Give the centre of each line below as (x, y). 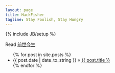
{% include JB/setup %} (31, 34)
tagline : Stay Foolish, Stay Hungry (44, 19)
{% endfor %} (27, 66)
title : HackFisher (25, 15)
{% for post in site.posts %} (42, 55)
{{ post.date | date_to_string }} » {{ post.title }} (61, 60)
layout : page (19, 10)
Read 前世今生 (20, 44)
